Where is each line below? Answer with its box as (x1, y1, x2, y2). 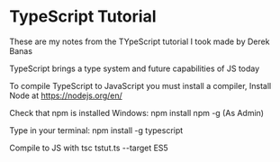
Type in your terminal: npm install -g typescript (9, 124, 184, 136)
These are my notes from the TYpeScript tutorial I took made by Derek (9, 36, 270, 47)
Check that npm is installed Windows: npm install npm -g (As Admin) (9, 107, 264, 118)
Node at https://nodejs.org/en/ (9, 90, 123, 101)
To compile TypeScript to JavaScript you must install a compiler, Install (9, 80, 272, 91)
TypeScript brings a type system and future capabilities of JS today (9, 63, 260, 74)
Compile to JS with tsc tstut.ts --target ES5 (9, 142, 168, 153)
